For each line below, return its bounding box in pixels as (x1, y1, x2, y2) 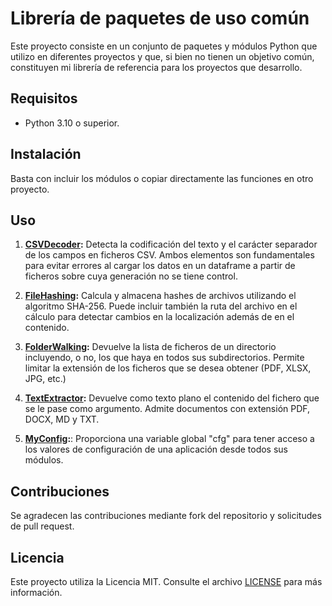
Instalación (10, 146, 82, 163)
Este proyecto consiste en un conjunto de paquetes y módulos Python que (10, 40, 318, 52)
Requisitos (10, 90, 78, 107)
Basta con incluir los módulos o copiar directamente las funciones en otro (10, 172, 314, 184)
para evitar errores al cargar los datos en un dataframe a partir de (24, 260, 296, 272)
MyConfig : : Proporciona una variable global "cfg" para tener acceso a (24, 433, 315, 445)
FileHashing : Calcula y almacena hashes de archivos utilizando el (24, 290, 297, 302)
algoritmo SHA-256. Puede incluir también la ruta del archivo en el (24, 300, 298, 312)
